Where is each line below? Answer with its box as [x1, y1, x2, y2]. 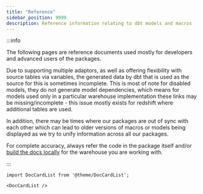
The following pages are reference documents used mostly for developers [6, 49, 193, 56]
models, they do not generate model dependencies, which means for [6, 86, 180, 94]
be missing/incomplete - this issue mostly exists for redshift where [6, 99, 174, 106]
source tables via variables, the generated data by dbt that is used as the [6, 74, 190, 81]
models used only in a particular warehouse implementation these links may [6, 92, 197, 100]
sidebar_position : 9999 [6, 15, 67, 21]
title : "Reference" [6, 9, 56, 15]
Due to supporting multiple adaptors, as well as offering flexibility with [6, 67, 182, 74]
